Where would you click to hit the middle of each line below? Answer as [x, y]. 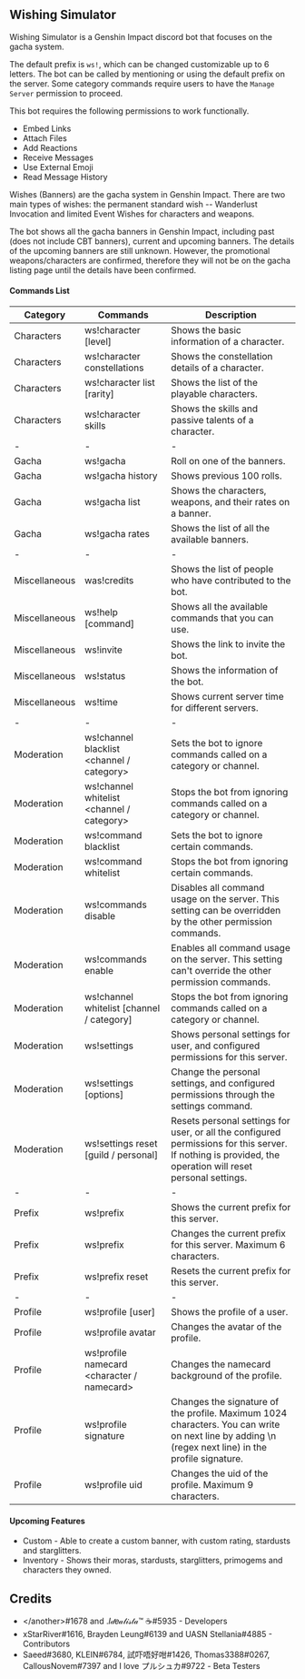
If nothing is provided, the [226, 1155]
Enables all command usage [231, 948]
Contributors [46, 1644]
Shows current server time [227, 697]
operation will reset [212, 1167]
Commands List [39, 291]
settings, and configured [223, 1084]
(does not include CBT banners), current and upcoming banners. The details [152, 241]
